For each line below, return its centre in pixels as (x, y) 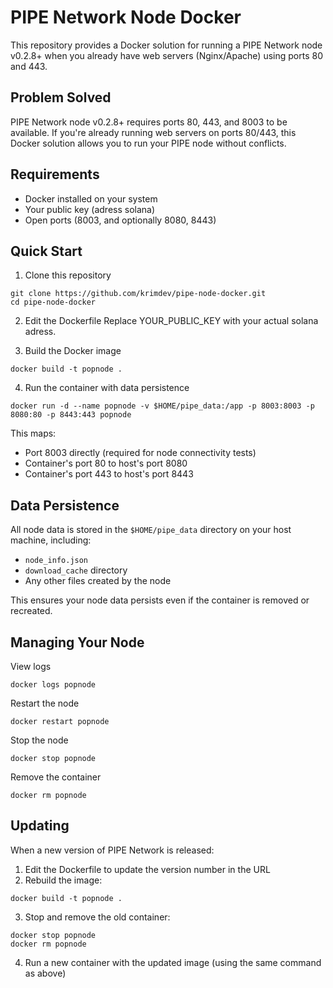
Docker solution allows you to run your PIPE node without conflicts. (148, 143)
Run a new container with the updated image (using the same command (173, 962)
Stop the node (39, 740)
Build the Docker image (73, 351)
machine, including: (51, 540)
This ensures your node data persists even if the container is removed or (160, 600)
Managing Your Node (77, 642)
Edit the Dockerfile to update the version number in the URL (147, 869)
